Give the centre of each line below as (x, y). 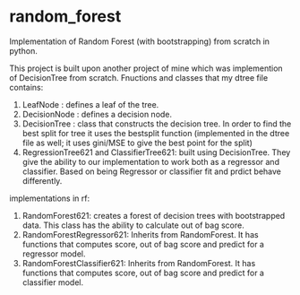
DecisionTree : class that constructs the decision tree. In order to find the (157, 124)
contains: (26, 87)
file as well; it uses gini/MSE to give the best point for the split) (137, 143)
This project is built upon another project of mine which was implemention (146, 68)
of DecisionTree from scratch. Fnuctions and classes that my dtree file (139, 77)
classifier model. (52, 282)
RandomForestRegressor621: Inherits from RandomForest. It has (140, 234)
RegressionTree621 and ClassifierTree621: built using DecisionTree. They (156, 152)
